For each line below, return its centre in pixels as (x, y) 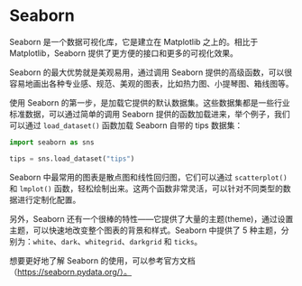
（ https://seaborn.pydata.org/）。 (71, 272)
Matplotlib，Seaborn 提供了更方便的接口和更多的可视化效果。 (124, 53)
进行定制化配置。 (49, 199)
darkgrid (146, 242)
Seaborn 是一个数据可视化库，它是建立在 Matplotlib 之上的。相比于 (134, 42)
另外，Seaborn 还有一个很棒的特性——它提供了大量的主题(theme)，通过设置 (151, 218)
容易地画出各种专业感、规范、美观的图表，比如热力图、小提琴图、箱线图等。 (151, 83)
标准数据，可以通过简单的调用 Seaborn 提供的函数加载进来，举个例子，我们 (150, 114)
